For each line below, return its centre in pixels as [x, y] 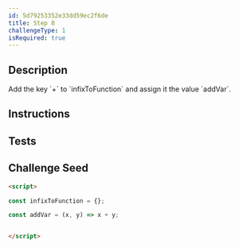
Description [38, 70]
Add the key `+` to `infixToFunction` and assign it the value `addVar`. [119, 89]
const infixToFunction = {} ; [57, 201]
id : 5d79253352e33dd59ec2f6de [59, 15]
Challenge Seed [49, 168]
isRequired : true [37, 38]
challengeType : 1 [37, 30]
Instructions [39, 114]
